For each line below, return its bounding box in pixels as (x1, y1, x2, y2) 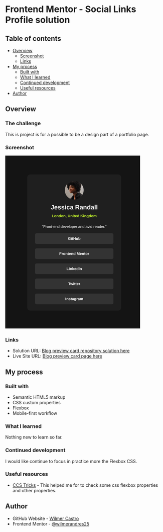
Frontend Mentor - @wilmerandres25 (12, 520, 89, 526)
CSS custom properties (12, 399, 61, 405)
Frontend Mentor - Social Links (5, 4, 136, 15)
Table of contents (5, 34, 61, 43)
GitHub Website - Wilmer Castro (12, 515, 79, 521)
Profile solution (5, 14, 70, 26)
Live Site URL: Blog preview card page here (12, 353, 103, 359)
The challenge (5, 120, 41, 127)
